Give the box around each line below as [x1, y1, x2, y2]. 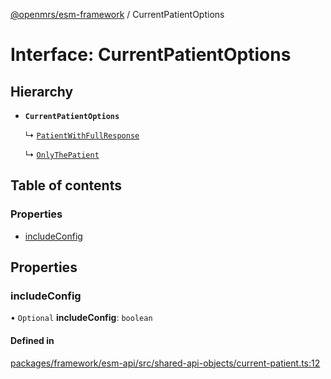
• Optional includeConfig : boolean [10, 312, 153, 324]
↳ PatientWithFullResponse [24, 129, 140, 141]
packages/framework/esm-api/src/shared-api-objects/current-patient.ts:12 [10, 357, 321, 369]
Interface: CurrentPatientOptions [10, 44, 292, 66]
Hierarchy [10, 83, 74, 100]
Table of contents [10, 177, 122, 194]
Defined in [10, 334, 55, 346]
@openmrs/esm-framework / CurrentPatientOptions [10, 9, 225, 20]
